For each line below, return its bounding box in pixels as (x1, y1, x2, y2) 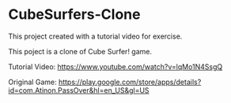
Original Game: (8, 77, 57, 86)
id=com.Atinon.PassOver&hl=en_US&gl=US (8, 85, 150, 95)
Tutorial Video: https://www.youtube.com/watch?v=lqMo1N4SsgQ (8, 61, 223, 72)
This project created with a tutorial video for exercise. (8, 31, 183, 41)
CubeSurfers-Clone (8, 6, 141, 24)
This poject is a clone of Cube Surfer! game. (8, 46, 153, 56)
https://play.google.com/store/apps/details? (58, 77, 202, 86)
